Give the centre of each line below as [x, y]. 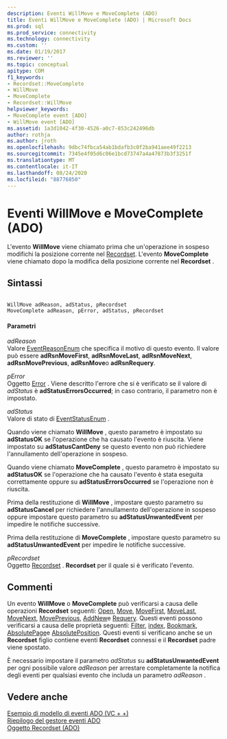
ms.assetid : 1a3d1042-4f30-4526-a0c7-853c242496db [81, 128]
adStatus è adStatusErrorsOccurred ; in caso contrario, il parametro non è [112, 391]
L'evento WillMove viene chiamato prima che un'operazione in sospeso [108, 247]
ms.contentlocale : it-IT [43, 166]
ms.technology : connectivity [49, 39]
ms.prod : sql [26, 26]
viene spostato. [29, 647]
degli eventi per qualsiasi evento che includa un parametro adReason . [107, 675]
